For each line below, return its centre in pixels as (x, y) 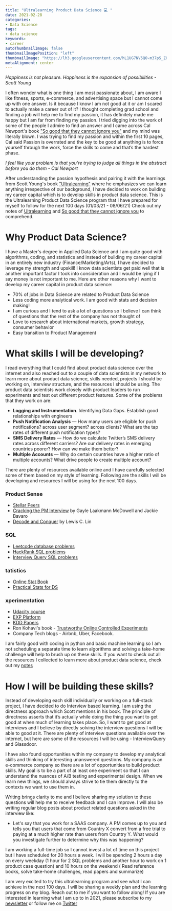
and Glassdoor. (21, 744)
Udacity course (29, 612)
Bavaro (20, 516)
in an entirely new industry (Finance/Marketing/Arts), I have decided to (80, 262)
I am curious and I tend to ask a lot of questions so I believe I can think (87, 311)
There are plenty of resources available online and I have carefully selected (85, 470)
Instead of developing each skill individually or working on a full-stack (79, 700)
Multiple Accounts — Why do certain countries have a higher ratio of (86, 454)
